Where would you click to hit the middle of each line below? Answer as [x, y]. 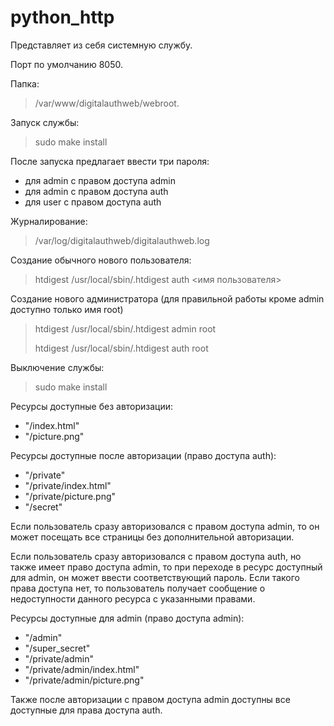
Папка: [25, 83]
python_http [62, 17]
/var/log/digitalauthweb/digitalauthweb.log [122, 240]
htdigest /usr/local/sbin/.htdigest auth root [121, 348]
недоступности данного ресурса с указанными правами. [133, 598]
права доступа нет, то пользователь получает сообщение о [138, 588]
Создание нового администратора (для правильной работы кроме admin [167, 298]
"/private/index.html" [68, 485]
